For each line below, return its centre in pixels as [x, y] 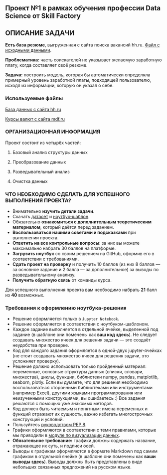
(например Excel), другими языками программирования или [77, 393]
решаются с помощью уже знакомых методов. [63, 404]
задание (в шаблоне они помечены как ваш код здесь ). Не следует [85, 335]
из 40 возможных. [25, 295]
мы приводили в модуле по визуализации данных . [66, 435]
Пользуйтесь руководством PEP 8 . [49, 425]
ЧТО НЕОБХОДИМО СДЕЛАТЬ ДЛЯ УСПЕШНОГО [68, 194]
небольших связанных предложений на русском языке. [72, 467]
